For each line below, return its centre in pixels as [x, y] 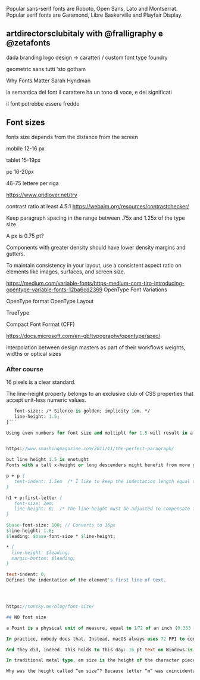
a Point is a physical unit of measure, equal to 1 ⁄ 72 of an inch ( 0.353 [99, 628]
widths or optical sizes [34, 353]
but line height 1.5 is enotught [48, 460]
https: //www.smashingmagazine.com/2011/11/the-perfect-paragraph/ [90, 449]
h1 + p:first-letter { [34, 498]
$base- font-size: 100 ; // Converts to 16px [61, 525]
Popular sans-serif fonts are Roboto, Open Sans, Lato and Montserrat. [92, 9]
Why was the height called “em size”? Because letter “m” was [85, 671]
